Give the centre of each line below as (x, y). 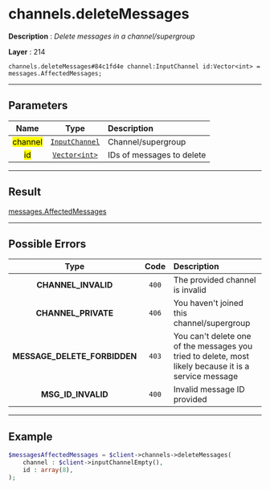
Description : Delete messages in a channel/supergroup (102, 36)
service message (206, 377)
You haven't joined (208, 304)
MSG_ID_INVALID (74, 394)
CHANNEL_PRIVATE (75, 313)
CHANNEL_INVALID (74, 285)
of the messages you (213, 346)
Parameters (38, 106)
